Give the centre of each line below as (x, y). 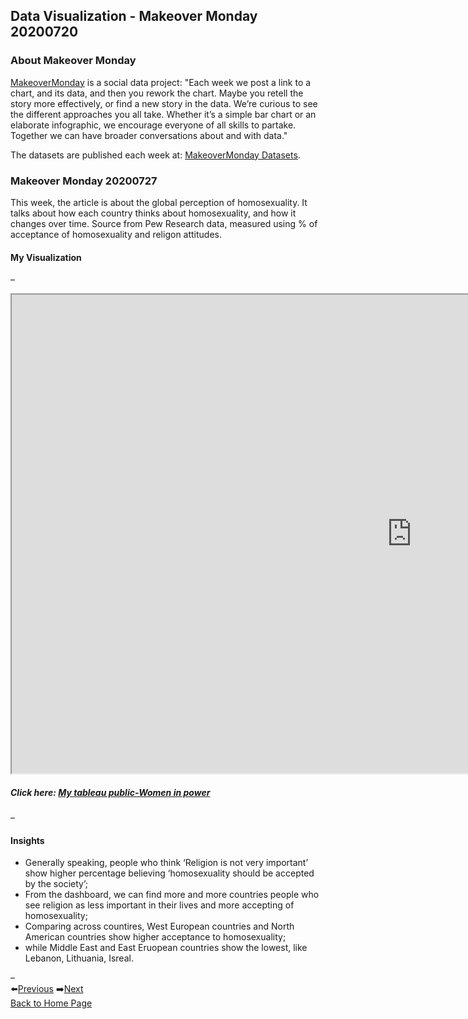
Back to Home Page (51, 1003)
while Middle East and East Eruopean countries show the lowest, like (166, 948)
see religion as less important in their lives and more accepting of (159, 905)
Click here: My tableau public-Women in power (110, 792)
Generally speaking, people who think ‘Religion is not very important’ (166, 863)
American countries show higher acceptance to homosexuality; (155, 937)
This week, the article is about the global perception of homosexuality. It (159, 202)
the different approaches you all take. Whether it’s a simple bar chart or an (163, 114)
